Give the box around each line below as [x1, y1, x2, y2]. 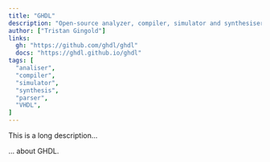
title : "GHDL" [8, 11, 56, 20]
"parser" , [15, 94, 48, 102]
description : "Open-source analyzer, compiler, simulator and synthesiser [8, 19, 264, 27]
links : [8, 34, 31, 43]
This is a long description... [8, 131, 98, 140]
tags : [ [8, 57, 35, 65]
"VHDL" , [15, 101, 42, 109]
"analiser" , [15, 64, 56, 72]
